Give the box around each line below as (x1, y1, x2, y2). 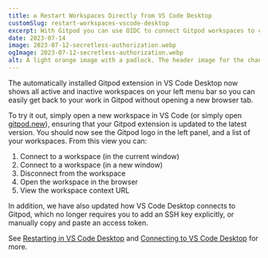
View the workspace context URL (19, 185, 130, 195)
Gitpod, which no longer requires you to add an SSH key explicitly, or (8, 209, 235, 219)
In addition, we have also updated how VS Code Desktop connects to (8, 200, 236, 210)
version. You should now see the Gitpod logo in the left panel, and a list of (8, 127, 251, 137)
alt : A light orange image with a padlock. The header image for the (8, 57, 245, 65)
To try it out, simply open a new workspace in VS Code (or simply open (8, 110, 242, 120)
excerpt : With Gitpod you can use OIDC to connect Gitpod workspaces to (8, 26, 255, 34)
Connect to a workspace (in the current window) (19, 151, 179, 161)
